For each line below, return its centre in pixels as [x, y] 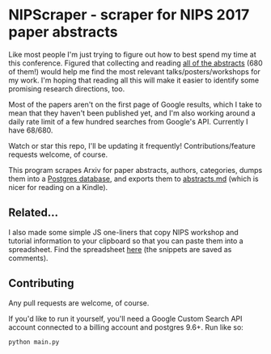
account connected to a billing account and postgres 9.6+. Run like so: [126, 327]
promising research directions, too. [67, 88]
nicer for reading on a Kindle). [58, 187]
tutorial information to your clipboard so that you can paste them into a [126, 241]
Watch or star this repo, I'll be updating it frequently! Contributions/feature [132, 145]
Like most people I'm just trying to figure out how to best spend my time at [132, 54]
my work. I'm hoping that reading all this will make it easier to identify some [134, 80]
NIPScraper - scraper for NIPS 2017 [129, 15]
